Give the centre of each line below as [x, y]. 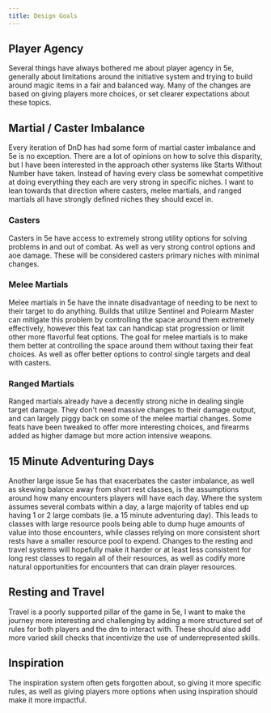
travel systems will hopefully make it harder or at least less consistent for [130, 549]
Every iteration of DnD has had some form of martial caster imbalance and [132, 147]
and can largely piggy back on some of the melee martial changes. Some [130, 419]
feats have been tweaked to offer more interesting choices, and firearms [129, 427]
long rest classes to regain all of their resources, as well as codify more [127, 558]
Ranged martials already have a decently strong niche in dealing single [126, 401]
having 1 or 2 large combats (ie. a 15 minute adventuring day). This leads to [133, 514]
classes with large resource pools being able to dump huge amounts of [127, 523]
